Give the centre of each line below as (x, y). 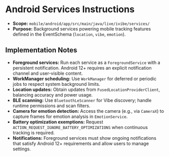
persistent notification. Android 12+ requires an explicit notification (82, 68)
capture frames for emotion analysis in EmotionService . (70, 116)
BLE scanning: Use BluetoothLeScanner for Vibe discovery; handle (82, 100)
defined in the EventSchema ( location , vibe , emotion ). (69, 34)
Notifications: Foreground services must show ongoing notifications (84, 138)
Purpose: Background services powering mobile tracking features (82, 28)
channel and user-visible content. (47, 73)
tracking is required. (33, 133)
